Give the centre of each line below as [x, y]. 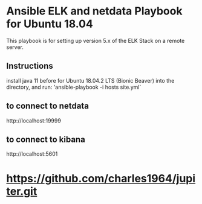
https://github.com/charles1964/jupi [101, 178]
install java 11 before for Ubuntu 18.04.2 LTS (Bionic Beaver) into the [90, 80]
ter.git [22, 191]
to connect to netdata [48, 106]
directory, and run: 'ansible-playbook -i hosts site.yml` [74, 87]
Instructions [30, 66]
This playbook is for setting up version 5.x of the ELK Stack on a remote [96, 40]
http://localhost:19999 [34, 120]
